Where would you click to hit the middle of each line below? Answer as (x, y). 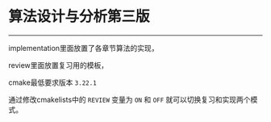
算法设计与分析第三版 (79, 17)
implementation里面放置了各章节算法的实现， (83, 48)
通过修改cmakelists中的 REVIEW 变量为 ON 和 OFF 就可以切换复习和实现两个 (130, 99)
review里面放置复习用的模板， (58, 65)
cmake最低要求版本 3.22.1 (52, 82)
